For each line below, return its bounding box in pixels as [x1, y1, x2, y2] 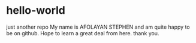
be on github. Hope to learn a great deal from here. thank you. [6, 29, 159, 36]
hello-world [6, 4, 66, 17]
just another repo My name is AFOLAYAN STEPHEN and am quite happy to [6, 23, 190, 30]
